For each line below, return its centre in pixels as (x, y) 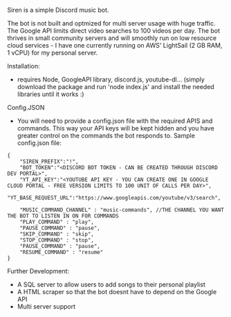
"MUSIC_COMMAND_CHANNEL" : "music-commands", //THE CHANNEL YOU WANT (122, 210)
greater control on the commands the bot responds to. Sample (106, 135)
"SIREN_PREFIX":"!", (49, 162)
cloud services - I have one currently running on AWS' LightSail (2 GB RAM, (115, 45)
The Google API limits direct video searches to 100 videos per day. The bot (113, 31)
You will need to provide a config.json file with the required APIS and (115, 121)
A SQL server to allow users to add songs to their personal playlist (111, 285)
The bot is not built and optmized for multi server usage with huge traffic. (111, 23)
